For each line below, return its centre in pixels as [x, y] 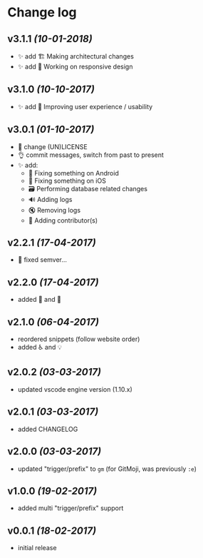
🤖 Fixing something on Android [73, 173]
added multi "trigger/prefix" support [71, 508]
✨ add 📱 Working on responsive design [75, 66]
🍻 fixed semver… [42, 260]
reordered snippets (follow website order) [79, 339]
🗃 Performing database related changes [88, 188]
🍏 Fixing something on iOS [67, 181]
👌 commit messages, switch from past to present [90, 155]
